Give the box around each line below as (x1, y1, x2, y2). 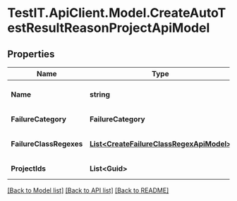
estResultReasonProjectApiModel (7, 20, 210, 36)
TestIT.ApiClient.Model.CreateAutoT (7, 5, 226, 21)
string (89, 90, 111, 99)
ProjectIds (11, 164, 47, 173)
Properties (7, 48, 55, 60)
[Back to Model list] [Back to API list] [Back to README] (7, 186, 169, 195)
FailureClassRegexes (11, 139, 83, 149)
